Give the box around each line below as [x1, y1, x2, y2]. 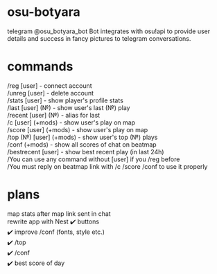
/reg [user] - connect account [7, 81, 92, 90]
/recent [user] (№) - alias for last [7, 111, 101, 119]
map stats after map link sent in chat [7, 209, 111, 218]
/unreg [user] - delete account [7, 89, 94, 97]
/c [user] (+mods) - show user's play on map [7, 118, 136, 127]
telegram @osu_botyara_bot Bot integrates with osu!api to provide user [7, 27, 211, 35]
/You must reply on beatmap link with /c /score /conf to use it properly [7, 162, 208, 170]
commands [7, 59, 73, 75]
